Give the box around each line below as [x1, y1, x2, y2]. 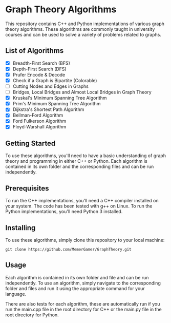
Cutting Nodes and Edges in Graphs [12, 83, 89, 89]
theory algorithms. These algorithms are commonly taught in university [5, 26, 155, 32]
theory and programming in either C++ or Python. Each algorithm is [5, 158, 147, 164]
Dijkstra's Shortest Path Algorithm [12, 106, 84, 112]
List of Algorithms [5, 46, 64, 55]
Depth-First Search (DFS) [12, 66, 67, 72]
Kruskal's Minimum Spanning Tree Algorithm [12, 95, 107, 101]
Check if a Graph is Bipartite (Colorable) [12, 77, 97, 83]
